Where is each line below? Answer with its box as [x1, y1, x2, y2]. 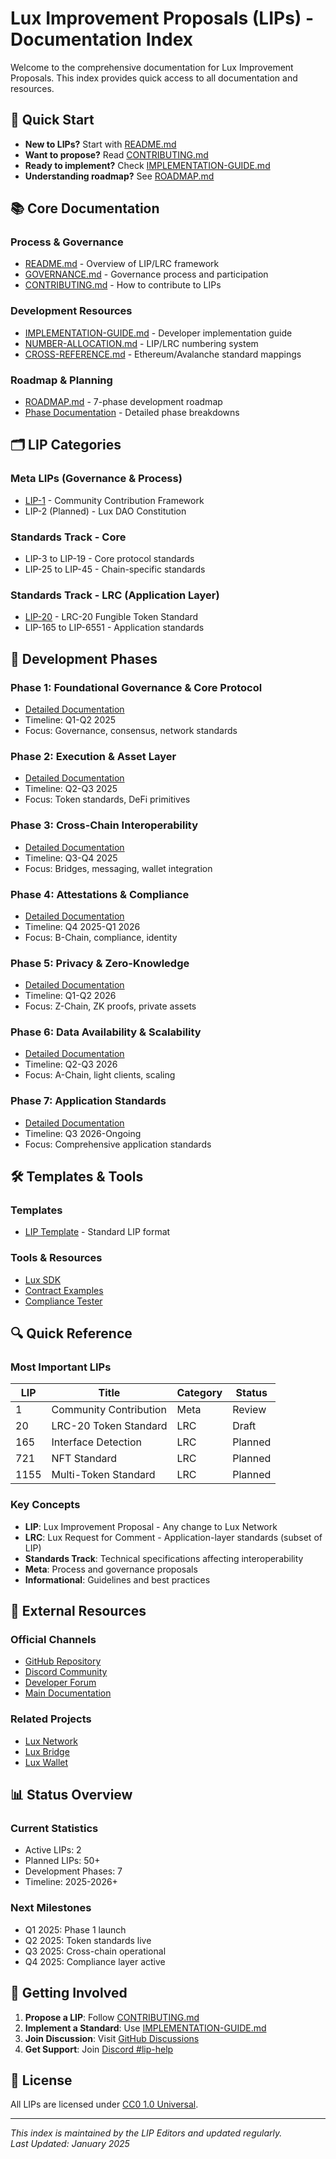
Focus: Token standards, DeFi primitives [24, 793, 191, 806]
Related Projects [10, 1712, 92, 1726]
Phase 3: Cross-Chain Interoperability [10, 818, 199, 832]
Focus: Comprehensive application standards [24, 1138, 212, 1150]
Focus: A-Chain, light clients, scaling [24, 1069, 176, 1081]
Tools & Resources [10, 1251, 103, 1265]
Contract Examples [24, 1284, 104, 1296]
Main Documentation [24, 1687, 112, 1699]
